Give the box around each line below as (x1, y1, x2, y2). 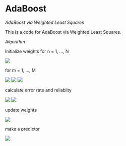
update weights (5, 107, 37, 113)
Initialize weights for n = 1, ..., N (5, 48, 69, 54)
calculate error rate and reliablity (5, 87, 72, 93)
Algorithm (5, 38, 25, 45)
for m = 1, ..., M (5, 67, 36, 73)
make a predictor (5, 126, 40, 132)
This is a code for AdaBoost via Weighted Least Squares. (5, 29, 122, 35)
